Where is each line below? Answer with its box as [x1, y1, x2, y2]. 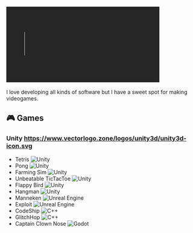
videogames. [6, 95, 39, 102]
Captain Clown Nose [14, 220, 66, 227]
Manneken [14, 194, 42, 202]
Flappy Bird [14, 181, 44, 188]
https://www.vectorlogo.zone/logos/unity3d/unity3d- [24, 134, 187, 143]
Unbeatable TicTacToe [14, 175, 71, 182]
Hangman [14, 188, 40, 195]
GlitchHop [14, 213, 40, 221]
